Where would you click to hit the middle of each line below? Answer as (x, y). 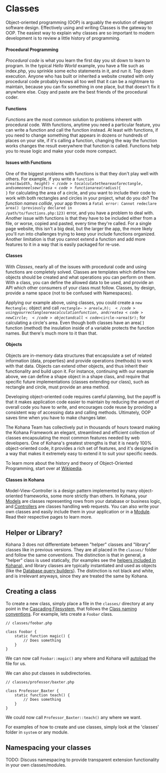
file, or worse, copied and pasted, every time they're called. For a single (79, 223)
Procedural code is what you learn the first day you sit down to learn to (78, 60)
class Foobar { (21, 631)
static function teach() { (42, 695)
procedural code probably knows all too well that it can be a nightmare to (80, 82)
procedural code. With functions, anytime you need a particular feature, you (83, 125)
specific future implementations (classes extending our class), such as (78, 382)
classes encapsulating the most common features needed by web (73, 437)
